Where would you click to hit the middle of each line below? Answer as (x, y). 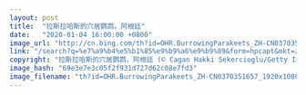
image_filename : (40, 77)
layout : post (34, 18)
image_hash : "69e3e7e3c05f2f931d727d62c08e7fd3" (103, 69)
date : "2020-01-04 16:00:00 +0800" (81, 34)
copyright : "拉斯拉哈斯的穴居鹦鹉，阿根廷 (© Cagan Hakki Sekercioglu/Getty (149, 60)
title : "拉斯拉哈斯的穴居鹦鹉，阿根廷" (77, 26)
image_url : (30, 43)
